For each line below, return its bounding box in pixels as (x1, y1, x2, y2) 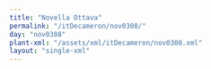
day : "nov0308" (9, 30, 66, 39)
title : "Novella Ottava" (9, 13, 102, 22)
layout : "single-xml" (9, 47, 91, 56)
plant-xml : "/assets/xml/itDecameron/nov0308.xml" (9, 38, 203, 47)
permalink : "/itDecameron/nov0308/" (9, 22, 146, 30)
